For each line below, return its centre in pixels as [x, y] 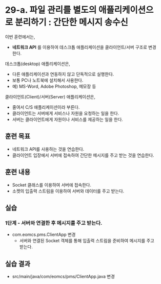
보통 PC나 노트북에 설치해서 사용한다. [48, 80]
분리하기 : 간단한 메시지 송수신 [71, 22]
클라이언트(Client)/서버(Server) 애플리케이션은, [50, 96]
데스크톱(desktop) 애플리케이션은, [38, 64]
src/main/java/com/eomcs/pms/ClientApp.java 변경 [63, 277]
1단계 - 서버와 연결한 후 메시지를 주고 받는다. [54, 223]
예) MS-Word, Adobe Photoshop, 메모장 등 [54, 86]
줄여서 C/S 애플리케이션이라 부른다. [46, 107]
